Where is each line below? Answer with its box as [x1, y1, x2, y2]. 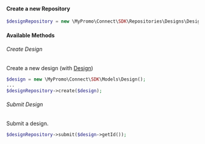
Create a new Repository [6, 5, 70, 12]
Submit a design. [6, 120, 49, 127]
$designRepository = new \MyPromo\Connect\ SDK [6, 18, 127, 24]
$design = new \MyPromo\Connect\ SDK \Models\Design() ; [6, 76, 146, 82]
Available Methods [6, 31, 55, 39]
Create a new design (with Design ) [6, 64, 93, 71]
